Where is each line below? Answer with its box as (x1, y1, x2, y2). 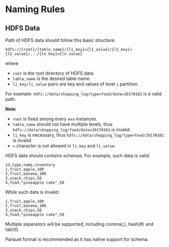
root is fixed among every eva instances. (12, 116, 98, 122)
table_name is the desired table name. (12, 76, 91, 82)
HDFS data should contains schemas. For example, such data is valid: (5, 153, 150, 158)
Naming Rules (5, 4, 65, 15)
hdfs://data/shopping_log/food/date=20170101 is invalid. (12, 127, 131, 132)
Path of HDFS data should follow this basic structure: (5, 37, 115, 43)
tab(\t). (5, 227, 20, 232)
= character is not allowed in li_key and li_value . (12, 143, 116, 149)
